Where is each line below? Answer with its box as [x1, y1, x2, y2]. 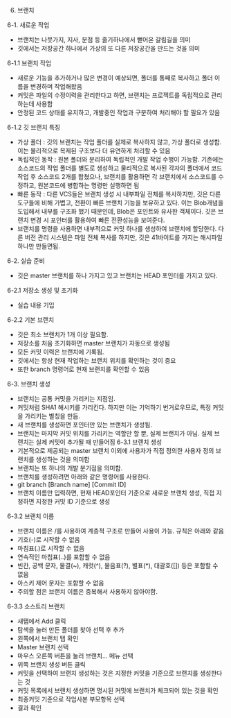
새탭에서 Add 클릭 [17, 617, 66, 625]
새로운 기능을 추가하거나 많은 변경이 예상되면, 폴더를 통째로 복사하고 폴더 [17, 74, 213, 82]
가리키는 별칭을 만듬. [24, 412, 81, 420]
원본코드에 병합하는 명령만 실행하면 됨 [37, 181, 140, 189]
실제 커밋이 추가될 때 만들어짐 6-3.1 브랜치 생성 [35, 438, 163, 446]
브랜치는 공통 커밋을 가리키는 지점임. [17, 395, 115, 402]
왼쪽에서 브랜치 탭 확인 [17, 634, 79, 642]
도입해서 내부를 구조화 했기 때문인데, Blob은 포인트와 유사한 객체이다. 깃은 [17, 207, 216, 215]
